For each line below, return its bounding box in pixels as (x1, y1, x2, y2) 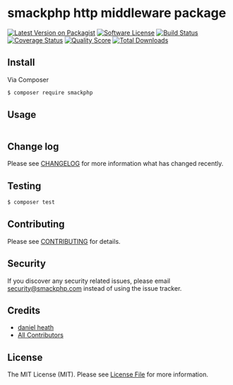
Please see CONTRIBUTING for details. (7, 237, 121, 245)
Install (7, 57, 35, 69)
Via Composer (7, 75, 49, 84)
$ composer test (7, 199, 55, 206)
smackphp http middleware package (7, 5, 227, 21)
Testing (7, 179, 42, 192)
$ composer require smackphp (7, 89, 93, 96)
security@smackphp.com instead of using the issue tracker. (7, 284, 182, 292)
